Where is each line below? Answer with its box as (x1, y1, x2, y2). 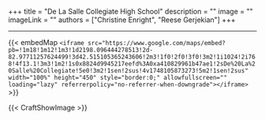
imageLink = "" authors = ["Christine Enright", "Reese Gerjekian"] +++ (8, 15, 237, 24)
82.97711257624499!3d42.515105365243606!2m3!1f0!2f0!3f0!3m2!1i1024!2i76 (8, 53, 256, 61)
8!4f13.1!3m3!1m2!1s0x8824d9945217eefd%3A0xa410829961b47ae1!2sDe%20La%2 (8, 60, 256, 68)
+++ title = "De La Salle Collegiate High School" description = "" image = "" (8, 7, 254, 16)
